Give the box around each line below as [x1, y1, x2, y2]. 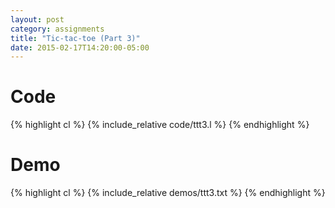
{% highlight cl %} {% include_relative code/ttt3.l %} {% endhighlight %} [10, 119, 310, 131]
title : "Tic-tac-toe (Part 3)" [10, 33, 141, 43]
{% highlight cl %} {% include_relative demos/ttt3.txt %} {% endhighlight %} [10, 187, 326, 199]
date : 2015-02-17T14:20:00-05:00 [10, 42, 150, 53]
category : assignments [10, 24, 105, 34]
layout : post [10, 14, 65, 25]
